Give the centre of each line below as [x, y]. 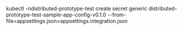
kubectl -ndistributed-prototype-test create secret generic [77, 9]
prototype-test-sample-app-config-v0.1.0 [56, 15]
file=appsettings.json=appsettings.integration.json [67, 21]
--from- [117, 15]
